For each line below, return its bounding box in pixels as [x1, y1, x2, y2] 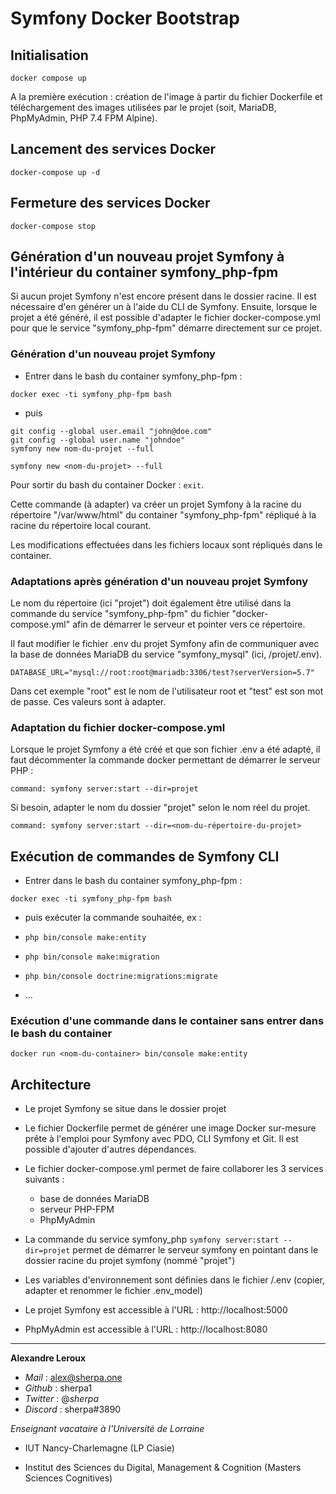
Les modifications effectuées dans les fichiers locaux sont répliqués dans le [10, 538, 323, 551]
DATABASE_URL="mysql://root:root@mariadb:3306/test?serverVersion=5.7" [10, 668, 315, 678]
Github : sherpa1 [24, 1382, 93, 1394]
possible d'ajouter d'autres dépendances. [24, 1143, 197, 1156]
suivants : [24, 1173, 65, 1186]
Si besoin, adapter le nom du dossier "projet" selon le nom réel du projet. [10, 802, 311, 814]
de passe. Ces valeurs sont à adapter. [10, 696, 167, 708]
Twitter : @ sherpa [24, 1393, 100, 1405]
